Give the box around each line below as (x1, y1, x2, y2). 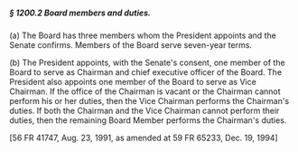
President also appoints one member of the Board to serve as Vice (9, 76, 257, 87)
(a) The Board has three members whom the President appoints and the (9, 30, 277, 41)
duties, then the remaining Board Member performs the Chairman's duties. (9, 114, 287, 126)
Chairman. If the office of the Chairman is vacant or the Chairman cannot (9, 86, 282, 97)
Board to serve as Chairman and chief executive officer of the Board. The (9, 66, 283, 77)
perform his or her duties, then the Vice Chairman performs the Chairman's (9, 95, 290, 106)
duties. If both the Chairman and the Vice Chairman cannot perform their (9, 105, 280, 116)
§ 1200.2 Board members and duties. (9, 7, 152, 18)
